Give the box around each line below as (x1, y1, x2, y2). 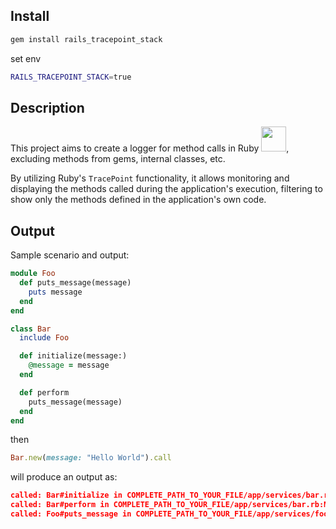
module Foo (10, 269, 56, 279)
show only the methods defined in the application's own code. (10, 194, 267, 206)
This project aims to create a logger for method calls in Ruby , (10, 142, 290, 154)
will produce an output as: (10, 471, 118, 483)
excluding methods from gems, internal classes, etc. (10, 153, 226, 165)
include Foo (19, 333, 70, 343)
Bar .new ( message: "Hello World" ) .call (10, 453, 172, 463)
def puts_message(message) (19, 278, 132, 288)
